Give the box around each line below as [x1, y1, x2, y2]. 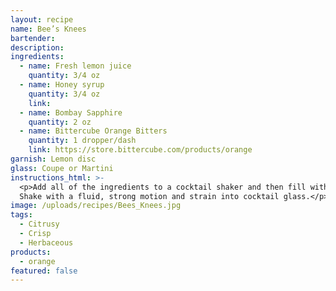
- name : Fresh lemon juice [19, 61, 132, 71]
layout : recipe [10, 14, 74, 25]
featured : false [10, 266, 78, 276]
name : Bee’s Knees [10, 24, 87, 34]
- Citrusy [19, 219, 60, 230]
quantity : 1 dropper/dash [28, 136, 137, 146]
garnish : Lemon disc [10, 154, 97, 164]
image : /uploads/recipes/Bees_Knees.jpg [10, 201, 182, 211]
